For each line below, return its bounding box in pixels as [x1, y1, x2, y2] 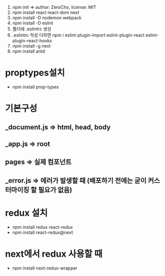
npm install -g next [12, 43, 51, 49]
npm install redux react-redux [12, 224, 73, 230]
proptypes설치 [5, 67, 65, 78]
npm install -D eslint [12, 20, 54, 26]
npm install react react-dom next [12, 9, 79, 15]
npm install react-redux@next [12, 229, 73, 235]
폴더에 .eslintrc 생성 [12, 26, 52, 32]
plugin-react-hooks [12, 38, 52, 44]
